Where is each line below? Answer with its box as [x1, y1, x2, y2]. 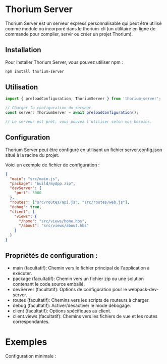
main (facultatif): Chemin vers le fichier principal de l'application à [12, 264, 150, 271]
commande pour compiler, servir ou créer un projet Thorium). [5, 31, 133, 37]
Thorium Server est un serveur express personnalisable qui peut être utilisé [5, 20, 162, 26]
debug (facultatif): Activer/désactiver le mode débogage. [12, 302, 131, 308]
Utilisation [5, 83, 38, 92]
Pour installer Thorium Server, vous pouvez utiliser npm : [5, 59, 124, 65]
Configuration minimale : [5, 353, 57, 359]
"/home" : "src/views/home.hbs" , [18, 218, 87, 223]
